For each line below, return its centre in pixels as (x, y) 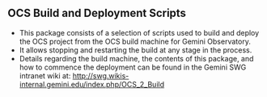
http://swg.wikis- (101, 75)
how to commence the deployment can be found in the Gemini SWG (133, 67)
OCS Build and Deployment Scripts (97, 13)
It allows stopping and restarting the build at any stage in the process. (136, 50)
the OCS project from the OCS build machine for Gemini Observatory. (135, 41)
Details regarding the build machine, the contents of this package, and (136, 58)
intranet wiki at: (45, 75)
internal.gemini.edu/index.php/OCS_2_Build (92, 84)
